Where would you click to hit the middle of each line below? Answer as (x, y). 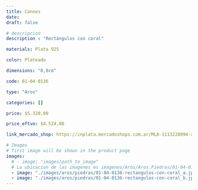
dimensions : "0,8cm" (32, 71)
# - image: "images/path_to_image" (55, 162)
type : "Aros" (22, 92)
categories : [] (25, 103)
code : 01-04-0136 (27, 81)
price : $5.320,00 (27, 113)
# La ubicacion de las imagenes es (55, 167)
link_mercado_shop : (30, 135)
